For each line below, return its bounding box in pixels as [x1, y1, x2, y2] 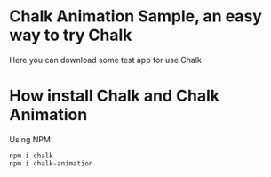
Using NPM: [9, 133, 53, 144]
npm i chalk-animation [9, 158, 93, 168]
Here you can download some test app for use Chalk [9, 54, 203, 65]
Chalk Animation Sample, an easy [9, 6, 262, 27]
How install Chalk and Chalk [9, 86, 220, 106]
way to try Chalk [9, 25, 132, 45]
